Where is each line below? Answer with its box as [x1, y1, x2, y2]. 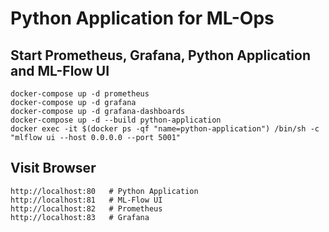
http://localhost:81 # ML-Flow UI [10, 195, 163, 205]
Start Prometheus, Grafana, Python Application [10, 47, 311, 64]
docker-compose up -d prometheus [10, 89, 150, 99]
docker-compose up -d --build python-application [10, 115, 222, 125]
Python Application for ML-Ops [10, 7, 275, 30]
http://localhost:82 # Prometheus [10, 203, 163, 214]
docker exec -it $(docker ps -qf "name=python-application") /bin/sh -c [10, 124, 320, 134]
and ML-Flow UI [10, 62, 110, 79]
